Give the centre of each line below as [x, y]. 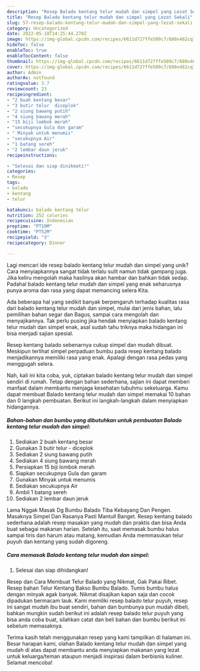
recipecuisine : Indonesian [40, 221]
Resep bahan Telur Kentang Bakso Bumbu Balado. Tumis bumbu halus [93, 588]
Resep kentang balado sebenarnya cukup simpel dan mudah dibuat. [90, 344]
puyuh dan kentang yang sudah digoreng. [58, 542]
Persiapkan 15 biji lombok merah [55, 467]
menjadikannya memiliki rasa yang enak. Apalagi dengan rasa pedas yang [97, 357]
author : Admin [24, 72]
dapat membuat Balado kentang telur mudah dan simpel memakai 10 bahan [99, 394]
